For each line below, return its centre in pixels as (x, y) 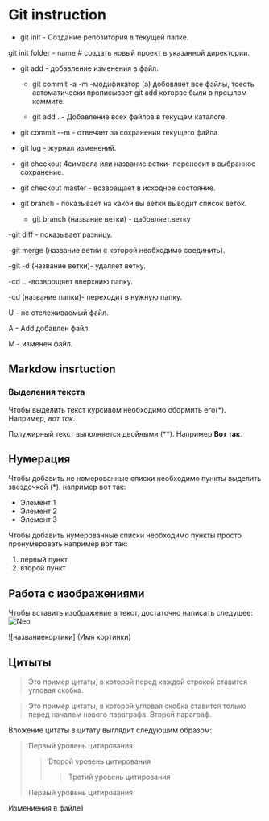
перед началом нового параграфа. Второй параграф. (120, 715)
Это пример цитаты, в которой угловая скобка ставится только (137, 706)
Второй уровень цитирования (99, 761)
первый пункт (44, 560)
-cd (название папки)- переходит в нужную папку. (95, 296)
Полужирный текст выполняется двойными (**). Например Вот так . (126, 433)
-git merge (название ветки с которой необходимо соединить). (117, 250)
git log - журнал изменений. (68, 147)
